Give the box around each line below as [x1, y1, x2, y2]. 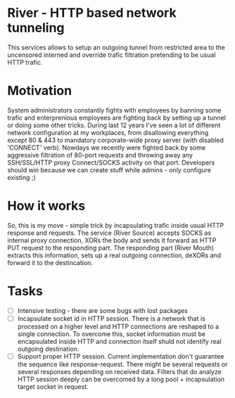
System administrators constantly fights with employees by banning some [7, 105, 222, 114]
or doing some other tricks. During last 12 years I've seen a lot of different [7, 121, 221, 129]
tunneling [7, 20, 65, 36]
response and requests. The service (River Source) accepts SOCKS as [7, 229, 212, 237]
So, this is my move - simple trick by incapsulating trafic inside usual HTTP [7, 221, 224, 229]
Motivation [7, 83, 72, 99]
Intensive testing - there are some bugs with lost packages [17, 306, 188, 314]
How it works [7, 198, 86, 214]
